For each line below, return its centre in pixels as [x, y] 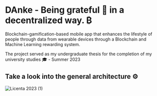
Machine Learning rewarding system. [43, 44]
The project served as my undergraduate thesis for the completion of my [78, 54]
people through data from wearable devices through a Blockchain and [76, 39]
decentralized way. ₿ [49, 20]
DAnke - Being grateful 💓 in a [65, 10]
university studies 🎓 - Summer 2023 [43, 59]
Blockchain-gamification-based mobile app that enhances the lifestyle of [79, 34]
